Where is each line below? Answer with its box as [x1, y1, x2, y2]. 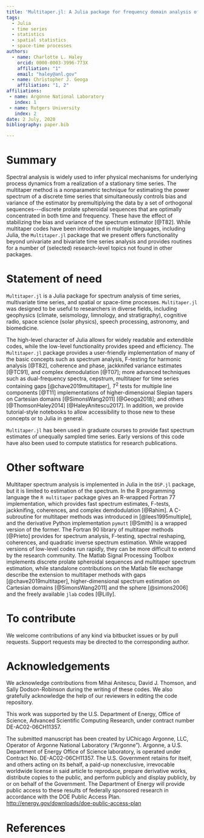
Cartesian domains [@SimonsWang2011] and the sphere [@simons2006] [6, 584, 188, 591]
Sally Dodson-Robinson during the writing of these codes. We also [6, 686, 173, 693]
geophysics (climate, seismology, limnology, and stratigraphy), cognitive [6, 312, 187, 319]
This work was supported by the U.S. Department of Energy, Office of [6, 710, 181, 718]
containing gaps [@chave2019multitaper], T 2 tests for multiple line [6, 381, 172, 389]
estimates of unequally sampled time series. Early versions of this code [6, 432, 185, 440]
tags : [6, 15, 20, 21]
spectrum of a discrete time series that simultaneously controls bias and [6, 192, 187, 200]
